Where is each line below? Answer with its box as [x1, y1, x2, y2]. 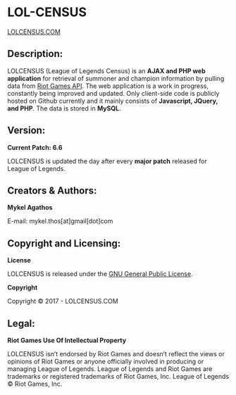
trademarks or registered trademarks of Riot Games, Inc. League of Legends [7, 372, 230, 380]
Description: [7, 48, 63, 60]
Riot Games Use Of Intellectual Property [7, 336, 127, 344]
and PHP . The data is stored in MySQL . [7, 104, 121, 113]
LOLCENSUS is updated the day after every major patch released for [7, 156, 208, 165]
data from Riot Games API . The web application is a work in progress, [7, 82, 209, 90]
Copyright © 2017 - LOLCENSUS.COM [7, 297, 118, 306]
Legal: [7, 318, 35, 330]
